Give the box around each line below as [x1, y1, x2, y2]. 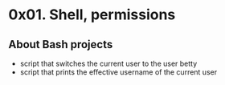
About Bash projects [8, 38, 113, 51]
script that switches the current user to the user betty [19, 59, 198, 68]
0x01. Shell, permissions [8, 6, 176, 24]
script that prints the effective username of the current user [19, 67, 218, 77]
